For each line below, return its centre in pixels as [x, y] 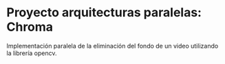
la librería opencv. [32, 53]
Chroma [30, 27]
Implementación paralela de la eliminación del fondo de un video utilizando [112, 46]
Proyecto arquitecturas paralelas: [104, 13]
